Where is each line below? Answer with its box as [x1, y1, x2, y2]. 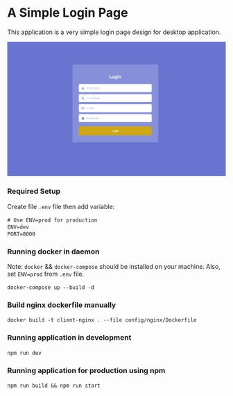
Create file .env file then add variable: [7, 202, 115, 211]
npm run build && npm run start [7, 382, 101, 390]
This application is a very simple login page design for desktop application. [7, 28, 221, 36]
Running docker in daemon [7, 247, 100, 256]
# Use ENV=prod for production [7, 217, 98, 224]
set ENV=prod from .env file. [7, 270, 85, 279]
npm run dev [7, 349, 42, 356]
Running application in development [7, 333, 132, 343]
